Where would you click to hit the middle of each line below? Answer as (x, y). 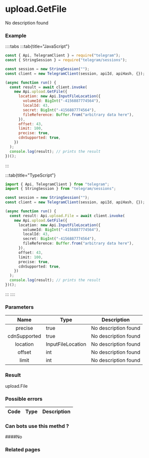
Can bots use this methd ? (37, 426)
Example (16, 36)
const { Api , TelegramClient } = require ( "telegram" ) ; (63, 55)
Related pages (23, 450)
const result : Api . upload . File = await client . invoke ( (67, 216)
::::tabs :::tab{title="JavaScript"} (38, 46)
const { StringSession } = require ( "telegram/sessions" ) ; (66, 60)
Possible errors (24, 399)
